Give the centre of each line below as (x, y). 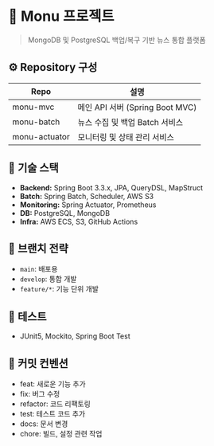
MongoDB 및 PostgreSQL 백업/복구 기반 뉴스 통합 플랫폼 (117, 40)
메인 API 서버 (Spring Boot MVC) (137, 107)
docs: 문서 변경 (44, 424)
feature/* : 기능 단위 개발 (59, 289)
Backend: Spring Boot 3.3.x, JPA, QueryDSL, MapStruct (111, 187)
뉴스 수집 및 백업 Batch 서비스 (130, 122)
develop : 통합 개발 (48, 279)
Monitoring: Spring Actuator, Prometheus (88, 205)
